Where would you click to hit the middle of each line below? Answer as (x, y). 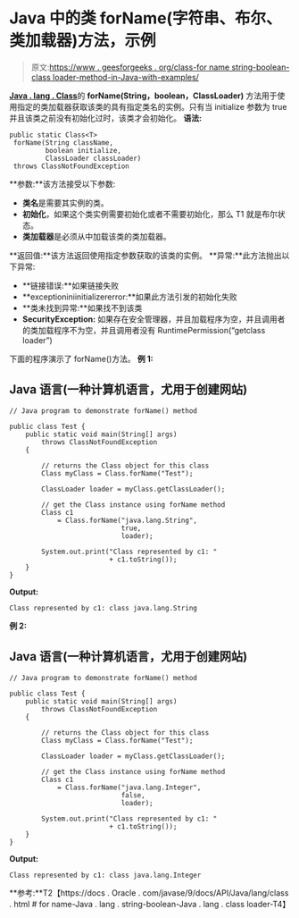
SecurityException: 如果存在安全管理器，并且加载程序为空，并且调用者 (154, 319)
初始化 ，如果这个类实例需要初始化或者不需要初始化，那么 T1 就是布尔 (150, 214)
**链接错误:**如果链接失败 (70, 285)
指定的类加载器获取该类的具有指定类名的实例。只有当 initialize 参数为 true (152, 106)
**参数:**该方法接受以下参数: (62, 183)
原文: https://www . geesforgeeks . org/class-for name (130, 67)
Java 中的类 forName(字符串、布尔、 (146, 18)
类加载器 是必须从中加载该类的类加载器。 (96, 236)
